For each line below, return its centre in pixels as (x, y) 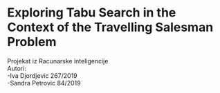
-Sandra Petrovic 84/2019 (44, 83)
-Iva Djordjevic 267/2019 (42, 75)
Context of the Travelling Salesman (110, 27)
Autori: (17, 68)
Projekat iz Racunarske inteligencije (58, 61)
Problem (32, 42)
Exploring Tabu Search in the (92, 13)
